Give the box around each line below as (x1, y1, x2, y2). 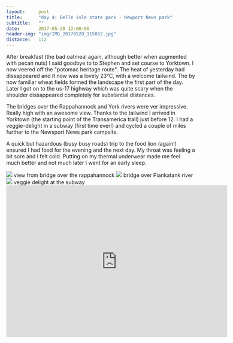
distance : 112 (6, 37, 47, 43)
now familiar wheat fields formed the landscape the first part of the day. (6, 79, 184, 86)
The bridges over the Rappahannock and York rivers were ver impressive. (6, 103, 188, 110)
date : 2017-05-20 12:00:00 (6, 25, 90, 32)
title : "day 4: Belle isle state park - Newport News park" (6, 14, 173, 20)
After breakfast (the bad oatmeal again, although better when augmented (6, 53, 187, 60)
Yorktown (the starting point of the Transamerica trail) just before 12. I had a (6, 116, 193, 123)
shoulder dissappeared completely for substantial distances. (6, 91, 156, 98)
